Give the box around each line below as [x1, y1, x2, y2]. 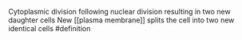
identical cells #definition [8, 24, 91, 33]
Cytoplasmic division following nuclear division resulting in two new [8, 7, 231, 16]
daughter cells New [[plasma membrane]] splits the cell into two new [8, 15, 235, 25]
